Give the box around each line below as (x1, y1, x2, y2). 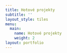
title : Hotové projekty (5, 7, 55, 13)
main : (10, 26, 22, 31)
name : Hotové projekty (14, 31, 62, 36)
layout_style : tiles (5, 17, 49, 22)
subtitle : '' (5, 12, 33, 17)
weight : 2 (14, 36, 35, 41)
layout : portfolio (5, 40, 44, 45)
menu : (5, 21, 17, 27)
